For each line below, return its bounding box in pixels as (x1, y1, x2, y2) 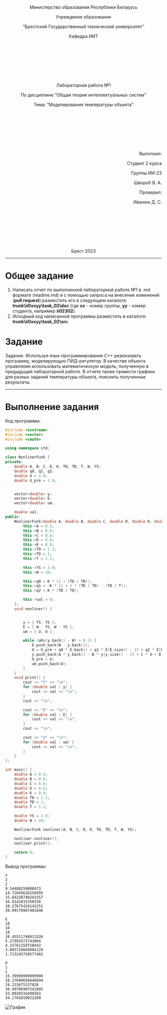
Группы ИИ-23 (131, 170, 162, 176)
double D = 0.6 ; (14, 786, 48, 791)
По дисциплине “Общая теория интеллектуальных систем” (20, 92, 147, 98)
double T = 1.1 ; (14, 804, 48, 810)
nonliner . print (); (14, 841, 52, 846)
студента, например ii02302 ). (12, 308, 76, 314)
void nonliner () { (14, 606, 52, 611)
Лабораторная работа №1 (56, 82, 111, 88)
